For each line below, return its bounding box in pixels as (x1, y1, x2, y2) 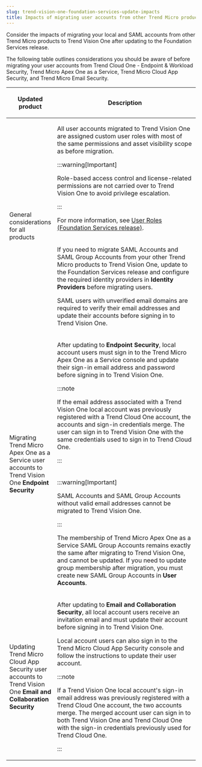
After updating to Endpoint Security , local (57, 341, 176, 349)
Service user (9, 456, 45, 464)
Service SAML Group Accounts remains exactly (57, 541, 191, 550)
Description (108, 99, 142, 107)
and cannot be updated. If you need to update (57, 556, 186, 565)
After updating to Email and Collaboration (57, 600, 176, 608)
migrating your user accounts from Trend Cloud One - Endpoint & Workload (6, 61, 194, 69)
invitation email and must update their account (57, 615, 188, 623)
